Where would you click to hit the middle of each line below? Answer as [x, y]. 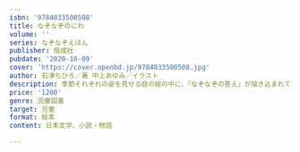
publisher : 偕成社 [42, 51]
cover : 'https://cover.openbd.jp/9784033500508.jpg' [110, 68]
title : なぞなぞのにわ [47, 26]
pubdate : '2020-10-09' [51, 59]
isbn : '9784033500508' [51, 17]
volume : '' [30, 34]
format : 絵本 [32, 117]
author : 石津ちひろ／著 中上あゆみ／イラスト [84, 76]
